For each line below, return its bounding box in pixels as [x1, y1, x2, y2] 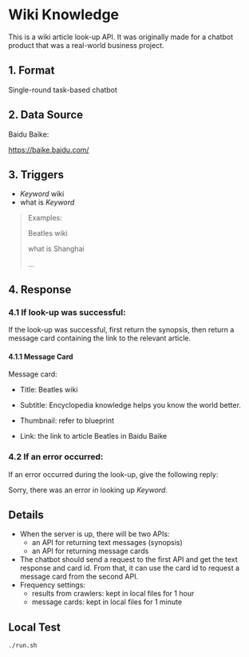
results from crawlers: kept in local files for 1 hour [31, 589, 195, 599]
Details [8, 508, 44, 521]
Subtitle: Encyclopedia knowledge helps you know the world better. [19, 400, 242, 410]
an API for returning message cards [31, 546, 149, 556]
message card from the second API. [19, 571, 138, 581]
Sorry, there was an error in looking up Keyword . [8, 485, 168, 495]
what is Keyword [19, 197, 75, 207]
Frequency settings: [19, 580, 86, 590]
